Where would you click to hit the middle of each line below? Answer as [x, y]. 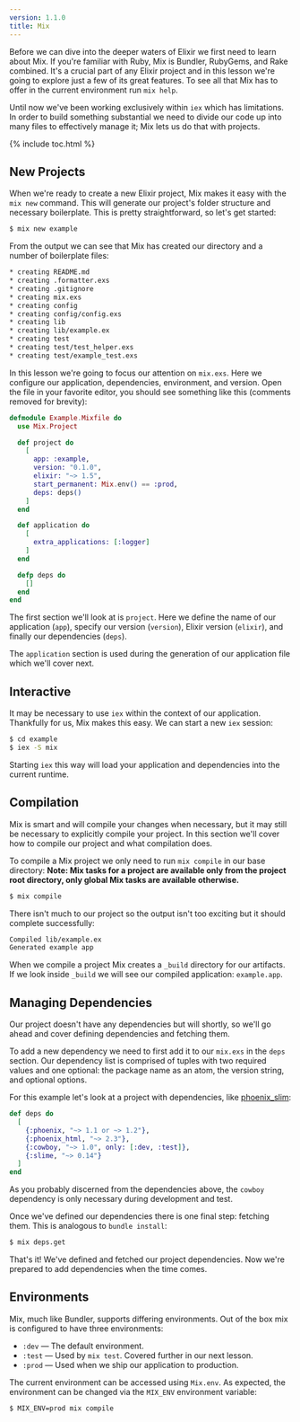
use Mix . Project [47, 426]
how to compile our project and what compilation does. [111, 843]
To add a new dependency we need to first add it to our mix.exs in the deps [147, 1051]
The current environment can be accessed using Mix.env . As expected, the [148, 1382]
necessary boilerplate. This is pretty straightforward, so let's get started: [143, 213]
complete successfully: [52, 923]
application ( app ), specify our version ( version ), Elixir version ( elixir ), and [146, 627]
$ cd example [34, 739]
